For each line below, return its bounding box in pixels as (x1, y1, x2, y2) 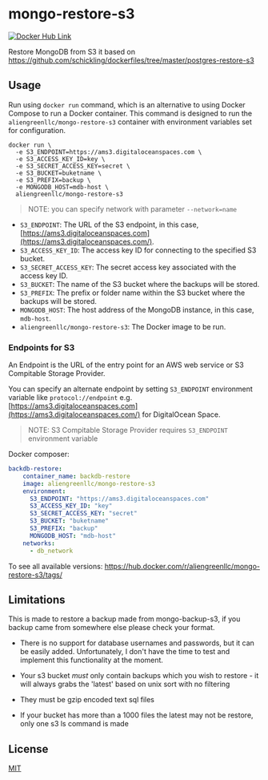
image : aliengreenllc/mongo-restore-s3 (22, 479, 156, 487)
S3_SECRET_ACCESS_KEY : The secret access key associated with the (19, 262, 237, 272)
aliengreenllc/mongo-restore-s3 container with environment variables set (8, 117, 252, 127)
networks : (22, 539, 56, 548)
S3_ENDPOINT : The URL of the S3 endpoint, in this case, (19, 220, 199, 229)
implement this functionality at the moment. (19, 655, 164, 665)
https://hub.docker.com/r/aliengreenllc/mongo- (104, 561, 260, 571)
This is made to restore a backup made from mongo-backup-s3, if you (8, 614, 241, 624)
